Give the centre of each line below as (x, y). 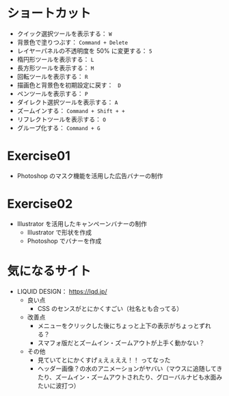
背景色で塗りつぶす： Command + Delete (72, 42)
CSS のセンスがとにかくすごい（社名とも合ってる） (110, 308)
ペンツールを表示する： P (52, 93)
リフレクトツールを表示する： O (61, 119)
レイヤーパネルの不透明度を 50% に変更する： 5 (84, 51)
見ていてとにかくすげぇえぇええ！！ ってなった (104, 360)
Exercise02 (40, 204)
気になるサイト (49, 271)
